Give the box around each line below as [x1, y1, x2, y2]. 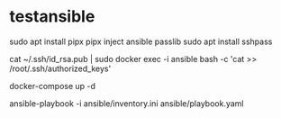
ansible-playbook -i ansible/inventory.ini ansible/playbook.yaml [9, 97, 244, 109]
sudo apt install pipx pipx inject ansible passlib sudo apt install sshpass [9, 36, 273, 47]
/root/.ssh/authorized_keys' [9, 63, 112, 74]
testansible [9, 6, 95, 27]
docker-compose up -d [9, 80, 96, 91]
